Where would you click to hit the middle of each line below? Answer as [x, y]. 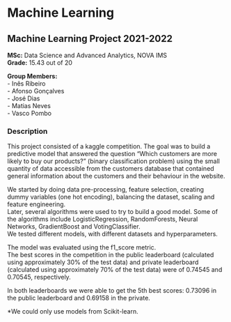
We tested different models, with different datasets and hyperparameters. [112, 234]
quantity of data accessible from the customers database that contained [111, 169]
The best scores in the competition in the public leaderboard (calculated [111, 255]
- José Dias [24, 98]
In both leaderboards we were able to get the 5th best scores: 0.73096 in [112, 291]
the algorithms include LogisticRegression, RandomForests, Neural [103, 219]
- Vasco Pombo [30, 113]
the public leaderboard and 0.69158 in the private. [79, 298]
